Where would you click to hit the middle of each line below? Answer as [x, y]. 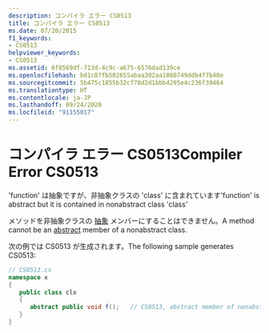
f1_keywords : [30, 38]
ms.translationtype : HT [48, 90]
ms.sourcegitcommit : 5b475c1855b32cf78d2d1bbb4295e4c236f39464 [116, 82]
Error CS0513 [54, 172]
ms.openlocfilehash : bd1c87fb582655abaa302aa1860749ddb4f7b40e [116, 75]
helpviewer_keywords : [44, 53]
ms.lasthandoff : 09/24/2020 [55, 105]
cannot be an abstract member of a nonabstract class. [98, 230]
